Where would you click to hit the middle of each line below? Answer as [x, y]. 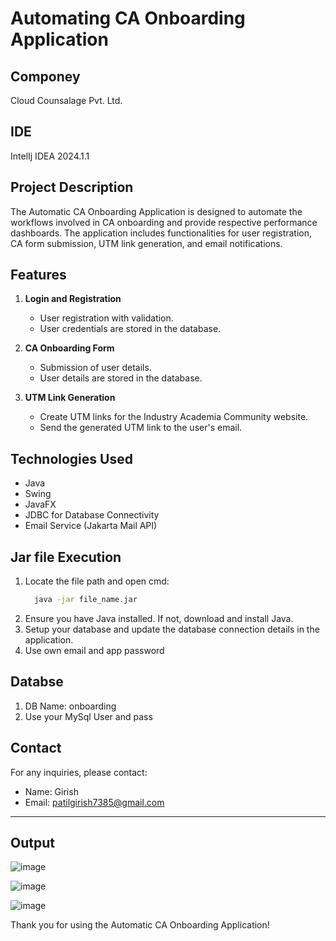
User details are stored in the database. [121, 378]
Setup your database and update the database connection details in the [172, 629]
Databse [37, 682]
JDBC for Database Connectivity [92, 515]
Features [38, 275]
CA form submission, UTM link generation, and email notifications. [146, 243]
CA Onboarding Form [69, 348]
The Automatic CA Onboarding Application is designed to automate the [156, 211]
